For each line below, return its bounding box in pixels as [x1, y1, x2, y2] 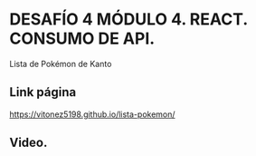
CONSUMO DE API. [9, 28, 156, 49]
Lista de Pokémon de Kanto [9, 58, 112, 69]
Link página [9, 84, 77, 100]
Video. [9, 135, 48, 151]
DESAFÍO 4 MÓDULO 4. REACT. [9, 9, 248, 30]
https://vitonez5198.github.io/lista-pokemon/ [9, 109, 175, 120]
